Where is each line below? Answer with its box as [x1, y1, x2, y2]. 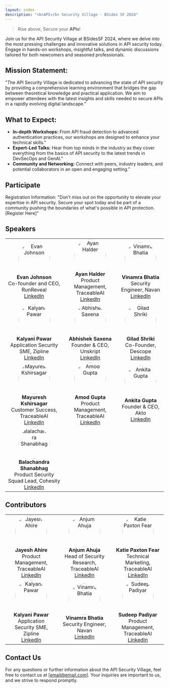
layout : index [5, 7, 35, 13]
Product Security [14, 471, 54, 478]
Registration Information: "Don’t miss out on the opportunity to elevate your [5, 194, 161, 200]
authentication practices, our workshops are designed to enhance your [12, 134, 160, 140]
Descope [130, 348, 151, 355]
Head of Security [64, 553, 105, 560]
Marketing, [125, 559, 151, 566]
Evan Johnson [17, 274, 52, 281]
